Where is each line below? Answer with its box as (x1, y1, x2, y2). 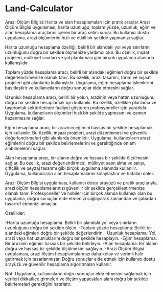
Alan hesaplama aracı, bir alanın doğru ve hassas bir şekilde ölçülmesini (5, 155, 150, 160)
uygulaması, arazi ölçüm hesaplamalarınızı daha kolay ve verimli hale (5, 250, 143, 257)
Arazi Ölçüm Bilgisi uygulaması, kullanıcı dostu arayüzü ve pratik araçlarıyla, (5, 180, 158, 186)
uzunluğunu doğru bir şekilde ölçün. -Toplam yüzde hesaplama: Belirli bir (5, 225, 153, 230)
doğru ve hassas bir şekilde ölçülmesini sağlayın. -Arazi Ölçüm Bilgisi (5, 246, 144, 251)
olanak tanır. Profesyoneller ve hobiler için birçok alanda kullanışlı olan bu (5, 190, 153, 196)
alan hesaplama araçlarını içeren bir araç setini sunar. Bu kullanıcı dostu (5, 29, 149, 35)
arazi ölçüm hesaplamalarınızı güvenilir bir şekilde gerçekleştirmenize (5, 185, 145, 191)
